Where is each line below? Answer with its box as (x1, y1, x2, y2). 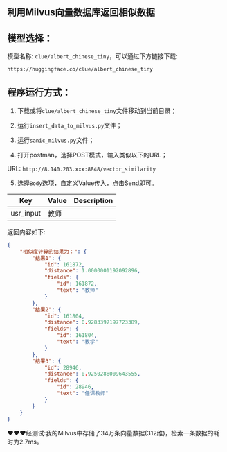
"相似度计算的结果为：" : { (19, 248, 87, 255)
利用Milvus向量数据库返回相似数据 (7, 6, 156, 19)
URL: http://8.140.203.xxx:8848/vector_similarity (7, 164, 156, 173)
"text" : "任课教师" (56, 390, 109, 397)
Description (73, 195, 113, 205)
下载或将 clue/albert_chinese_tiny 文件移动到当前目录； (17, 106, 177, 114)
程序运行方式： (7, 87, 71, 98)
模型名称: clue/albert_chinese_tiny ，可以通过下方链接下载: (7, 52, 178, 60)
